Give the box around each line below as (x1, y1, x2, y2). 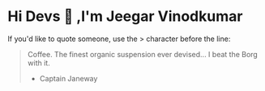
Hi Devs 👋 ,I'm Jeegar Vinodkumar (7, 7, 243, 26)
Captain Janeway (39, 73, 98, 83)
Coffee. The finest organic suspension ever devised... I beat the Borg (27, 49, 259, 59)
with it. (27, 58, 50, 68)
